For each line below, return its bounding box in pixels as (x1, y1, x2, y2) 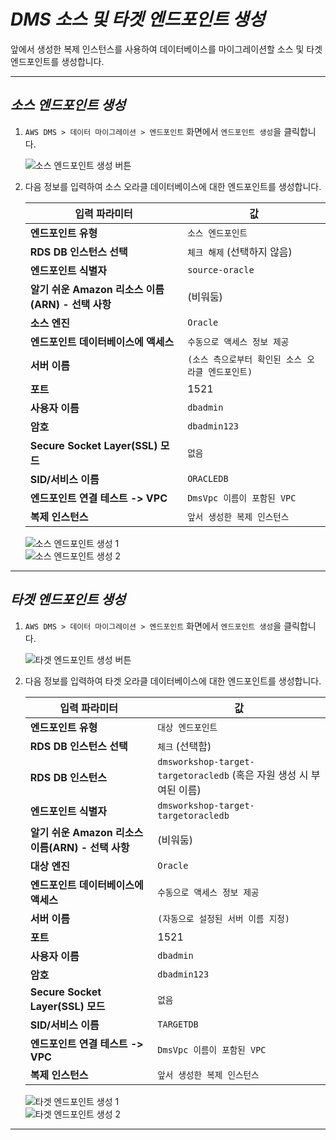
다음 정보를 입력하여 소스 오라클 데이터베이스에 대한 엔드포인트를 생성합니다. (24, 180, 322, 192)
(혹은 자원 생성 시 (231, 768, 309, 782)
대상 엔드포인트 (157, 721, 218, 733)
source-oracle (187, 264, 255, 275)
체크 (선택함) (157, 739, 212, 753)
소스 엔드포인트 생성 (10, 97, 126, 114)
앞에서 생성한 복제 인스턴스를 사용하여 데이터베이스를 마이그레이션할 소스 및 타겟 (10, 43, 323, 55)
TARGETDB (157, 1018, 199, 1030)
